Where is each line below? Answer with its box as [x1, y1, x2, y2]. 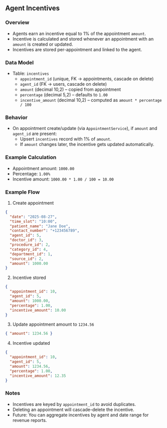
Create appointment [12, 200, 54, 206]
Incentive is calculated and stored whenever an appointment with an [12, 36, 154, 42]
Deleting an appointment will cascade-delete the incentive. [12, 406, 134, 412]
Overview [5, 19, 30, 26]
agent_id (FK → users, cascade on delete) [20, 81, 107, 87]
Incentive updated [12, 340, 50, 346]
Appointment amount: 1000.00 [12, 165, 75, 171]
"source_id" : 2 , [10, 256, 44, 261]
